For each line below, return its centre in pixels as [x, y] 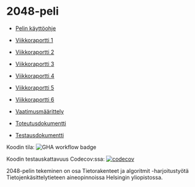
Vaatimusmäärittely [40, 111]
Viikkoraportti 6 [35, 99]
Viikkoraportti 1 [34, 40]
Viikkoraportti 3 [35, 64]
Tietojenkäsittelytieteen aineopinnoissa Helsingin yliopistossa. [85, 177]
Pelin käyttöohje [36, 28]
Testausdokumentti [40, 135]
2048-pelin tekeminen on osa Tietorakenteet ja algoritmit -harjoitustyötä [97, 170]
